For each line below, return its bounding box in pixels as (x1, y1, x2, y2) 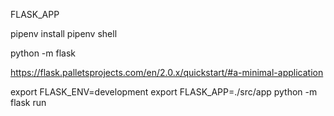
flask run (10, 97, 47, 108)
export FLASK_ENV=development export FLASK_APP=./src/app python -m (10, 86, 318, 98)
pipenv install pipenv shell (10, 28, 118, 39)
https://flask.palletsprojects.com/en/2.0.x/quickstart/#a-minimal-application (10, 67, 324, 78)
